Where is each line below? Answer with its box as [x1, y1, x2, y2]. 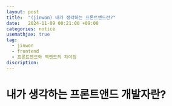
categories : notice [6, 25, 56, 32]
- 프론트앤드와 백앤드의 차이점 [12, 54, 77, 60]
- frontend [12, 48, 39, 55]
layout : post [6, 8, 39, 15]
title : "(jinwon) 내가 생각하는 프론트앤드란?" [6, 15, 116, 21]
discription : [6, 59, 39, 65]
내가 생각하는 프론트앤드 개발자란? [6, 87, 167, 101]
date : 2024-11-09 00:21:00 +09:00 [6, 20, 99, 26]
